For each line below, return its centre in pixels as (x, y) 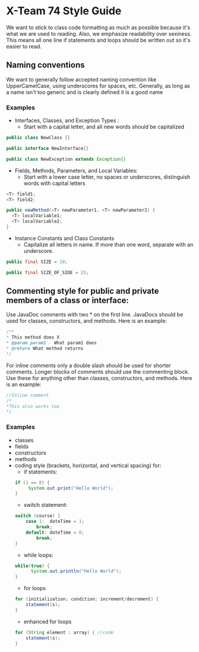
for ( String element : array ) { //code (64, 632)
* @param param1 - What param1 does (51, 343)
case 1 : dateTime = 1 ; (55, 522)
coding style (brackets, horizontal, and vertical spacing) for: (88, 465)
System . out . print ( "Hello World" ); (71, 488)
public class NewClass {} (38, 138)
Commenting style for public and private (83, 291)
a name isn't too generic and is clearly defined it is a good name (85, 92)
